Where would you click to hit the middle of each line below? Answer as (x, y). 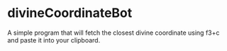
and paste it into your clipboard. (54, 40)
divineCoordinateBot (70, 13)
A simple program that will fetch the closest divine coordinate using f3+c (113, 33)
